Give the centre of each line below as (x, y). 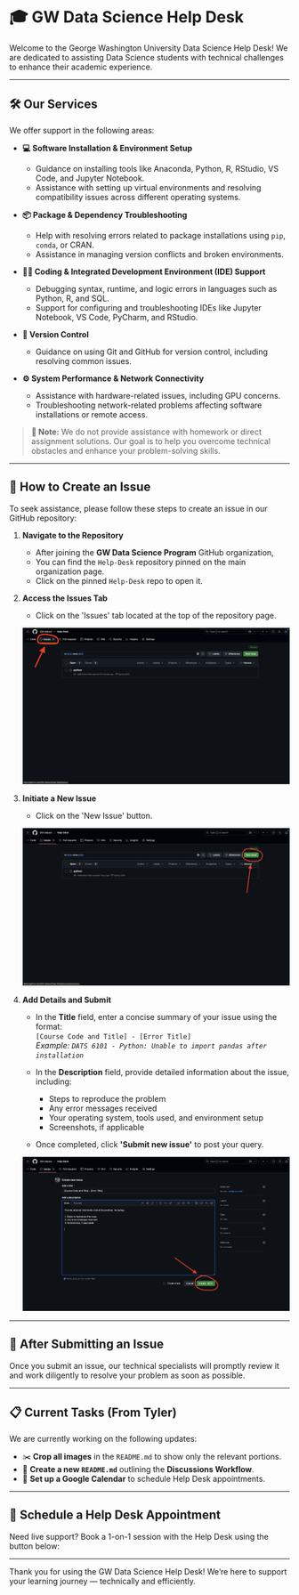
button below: (35, 1546)
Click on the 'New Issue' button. (94, 815)
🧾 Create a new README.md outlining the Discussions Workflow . (138, 1469)
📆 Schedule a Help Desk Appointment (115, 1515)
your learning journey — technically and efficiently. (102, 1581)
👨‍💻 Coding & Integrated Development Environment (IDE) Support (144, 271)
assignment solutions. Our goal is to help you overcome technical (151, 441)
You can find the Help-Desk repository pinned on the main (141, 562)
